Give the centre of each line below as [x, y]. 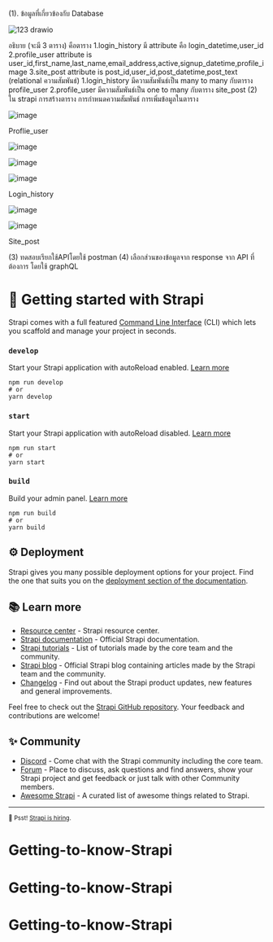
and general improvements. [66, 691]
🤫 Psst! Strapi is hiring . [40, 818]
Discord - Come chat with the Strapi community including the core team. [141, 761]
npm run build [32, 513]
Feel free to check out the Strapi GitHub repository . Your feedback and [127, 707]
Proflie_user [28, 131]
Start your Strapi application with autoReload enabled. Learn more [119, 368]
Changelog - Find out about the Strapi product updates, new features [136, 683]
